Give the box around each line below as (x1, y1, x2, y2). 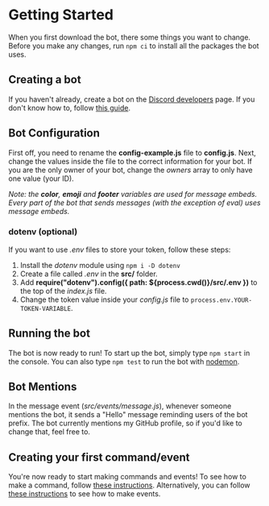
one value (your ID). (8, 174, 74, 183)
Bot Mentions (8, 380, 77, 394)
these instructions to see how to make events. (8, 489, 161, 499)
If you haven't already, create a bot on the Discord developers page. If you (8, 94, 255, 104)
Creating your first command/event (8, 450, 190, 464)
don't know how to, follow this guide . (8, 102, 131, 112)
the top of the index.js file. (19, 286, 107, 295)
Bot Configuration (8, 127, 101, 140)
